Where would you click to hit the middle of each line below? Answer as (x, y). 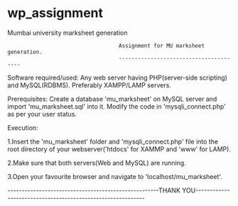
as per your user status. (42, 114)
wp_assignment (55, 13)
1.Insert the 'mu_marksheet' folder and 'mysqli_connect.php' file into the (113, 141)
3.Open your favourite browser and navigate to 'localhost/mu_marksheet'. (115, 176)
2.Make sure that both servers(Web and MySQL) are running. (97, 163)
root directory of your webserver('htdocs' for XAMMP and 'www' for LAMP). (119, 149)
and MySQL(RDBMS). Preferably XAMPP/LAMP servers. (90, 85)
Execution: (23, 128)
